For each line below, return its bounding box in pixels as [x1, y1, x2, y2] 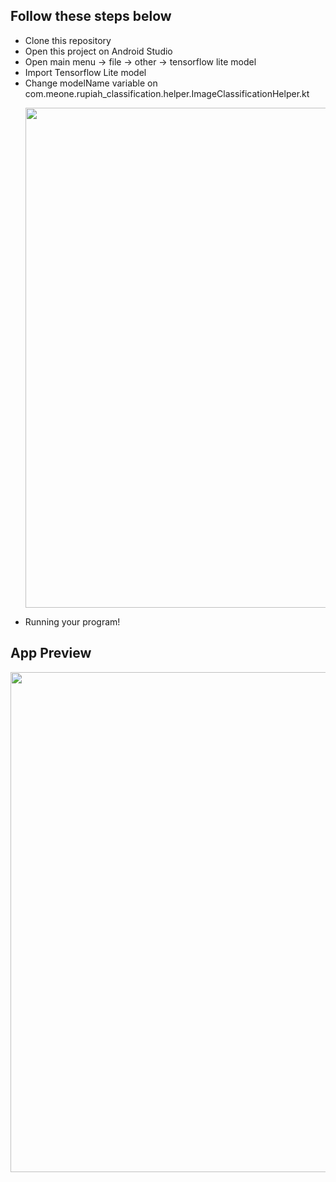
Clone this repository [24, 34, 112, 46]
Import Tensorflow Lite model [24, 66, 147, 78]
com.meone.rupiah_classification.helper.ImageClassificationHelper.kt [24, 87, 310, 99]
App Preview [10, 645, 92, 662]
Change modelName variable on [24, 77, 158, 89]
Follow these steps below [10, 8, 172, 25]
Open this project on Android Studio [24, 45, 173, 57]
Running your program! [24, 615, 121, 628]
